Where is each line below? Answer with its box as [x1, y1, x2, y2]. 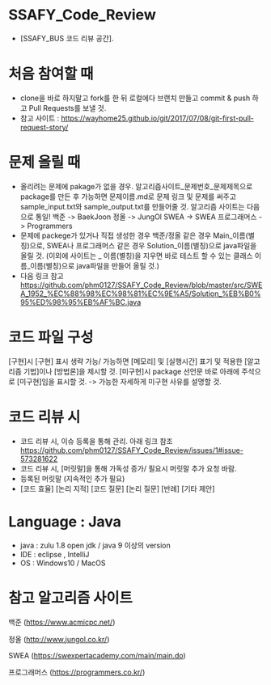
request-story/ [19, 122, 69, 132]
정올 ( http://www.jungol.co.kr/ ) [8, 634, 110, 644]
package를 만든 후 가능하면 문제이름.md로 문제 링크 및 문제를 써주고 [19, 192, 237, 201]
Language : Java [8, 512, 121, 531]
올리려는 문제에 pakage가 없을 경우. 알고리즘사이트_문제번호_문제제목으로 [19, 181, 253, 191]
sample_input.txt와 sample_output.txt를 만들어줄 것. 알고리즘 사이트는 [19, 201, 245, 211]
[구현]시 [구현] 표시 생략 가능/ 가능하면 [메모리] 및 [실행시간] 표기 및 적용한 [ [8, 356, 248, 366]
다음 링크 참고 [19, 271, 64, 281]
